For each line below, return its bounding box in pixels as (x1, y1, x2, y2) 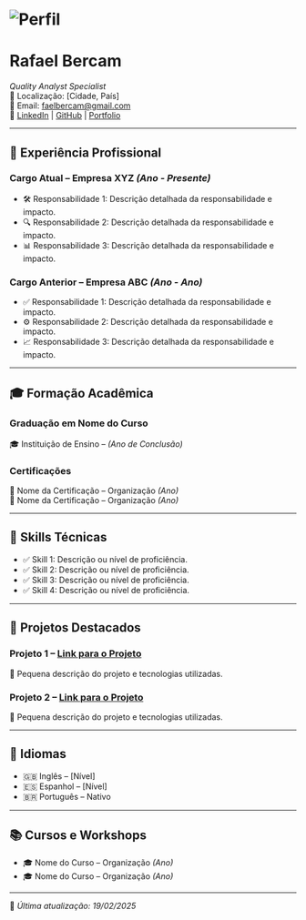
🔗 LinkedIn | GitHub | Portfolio (9, 110, 121, 121)
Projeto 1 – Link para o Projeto (9, 647, 142, 660)
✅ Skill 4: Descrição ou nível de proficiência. (22, 584, 189, 595)
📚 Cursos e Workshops (9, 828, 148, 844)
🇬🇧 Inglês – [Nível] (22, 770, 96, 782)
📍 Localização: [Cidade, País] (9, 91, 120, 102)
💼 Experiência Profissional (9, 145, 162, 160)
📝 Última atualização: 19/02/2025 (9, 900, 137, 911)
